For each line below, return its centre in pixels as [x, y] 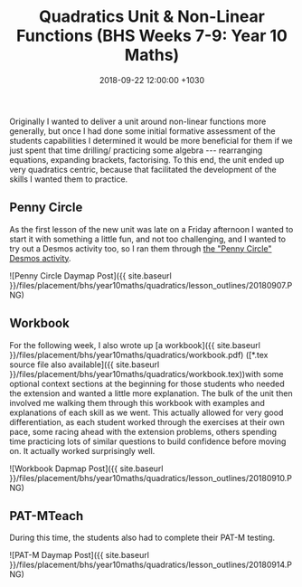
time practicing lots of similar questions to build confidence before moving [148, 441]
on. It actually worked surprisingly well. [82, 450]
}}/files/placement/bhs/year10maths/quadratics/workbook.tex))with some [146, 374]
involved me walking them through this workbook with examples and [137, 402]
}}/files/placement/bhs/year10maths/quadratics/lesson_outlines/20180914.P [151, 565]
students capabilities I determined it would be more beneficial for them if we [151, 140]
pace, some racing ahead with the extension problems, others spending [143, 431]
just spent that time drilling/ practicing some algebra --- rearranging [136, 150]
